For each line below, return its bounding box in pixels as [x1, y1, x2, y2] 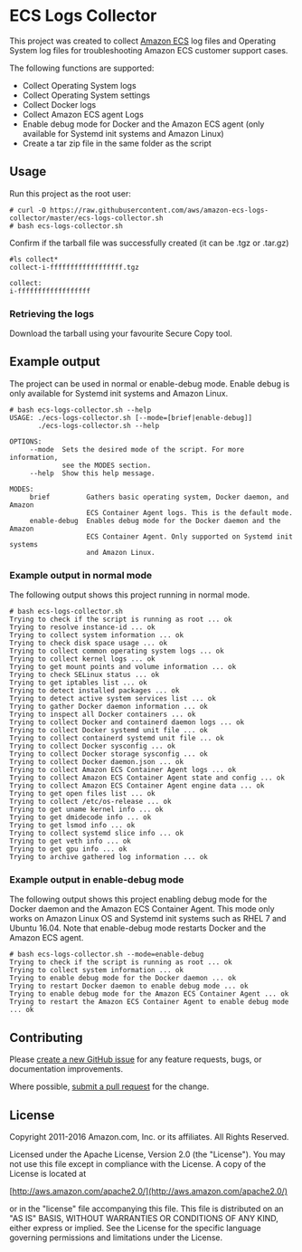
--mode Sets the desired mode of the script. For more [29, 444, 245, 454]
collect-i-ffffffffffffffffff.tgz [9, 263, 140, 272]
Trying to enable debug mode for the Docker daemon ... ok [9, 974, 237, 983]
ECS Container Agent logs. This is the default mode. [86, 508, 294, 517]
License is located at [9, 1169, 87, 1180]
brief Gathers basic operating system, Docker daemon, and [29, 492, 289, 502]
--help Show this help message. [29, 468, 156, 478]
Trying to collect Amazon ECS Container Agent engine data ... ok [9, 781, 265, 790]
